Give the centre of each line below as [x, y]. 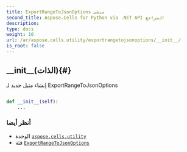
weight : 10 [20, 35]
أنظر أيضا [19, 123]
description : [23, 23]
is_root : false [26, 46]
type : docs [20, 29]
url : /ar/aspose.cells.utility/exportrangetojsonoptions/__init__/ [94, 40]
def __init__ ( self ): [33, 102]
